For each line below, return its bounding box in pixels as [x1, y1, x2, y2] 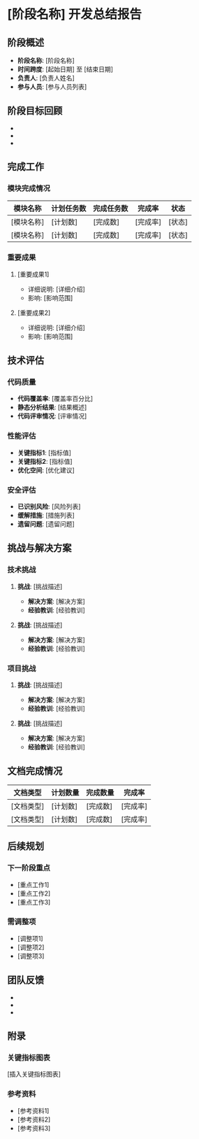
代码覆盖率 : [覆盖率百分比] [17, 395, 93, 403]
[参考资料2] [17, 1115, 51, 1124]
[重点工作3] [17, 898, 51, 906]
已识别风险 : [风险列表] [17, 502, 81, 511]
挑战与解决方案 [7, 542, 72, 554]
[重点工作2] [17, 889, 51, 898]
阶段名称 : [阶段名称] [17, 57, 75, 64]
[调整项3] [17, 951, 45, 960]
